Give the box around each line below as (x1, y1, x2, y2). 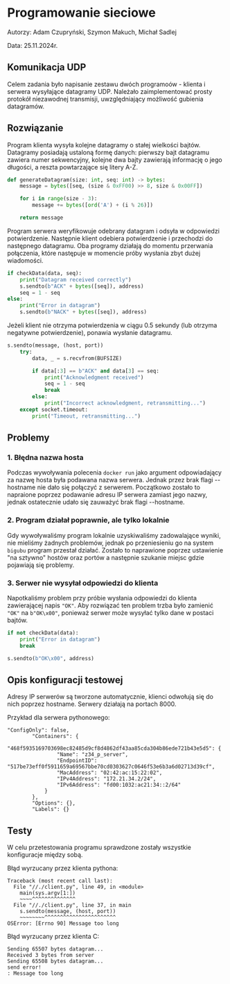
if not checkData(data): (7, 629, 79, 637)
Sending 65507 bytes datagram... (7, 946, 104, 953)
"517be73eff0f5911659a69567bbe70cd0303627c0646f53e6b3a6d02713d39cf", (7, 763, 215, 771)
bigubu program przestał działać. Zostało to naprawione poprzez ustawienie (7, 546, 224, 554)
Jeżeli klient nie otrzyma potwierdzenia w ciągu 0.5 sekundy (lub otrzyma (7, 321, 218, 329)
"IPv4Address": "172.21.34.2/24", (56, 776, 157, 782)
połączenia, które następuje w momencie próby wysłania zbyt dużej (7, 249, 201, 257)
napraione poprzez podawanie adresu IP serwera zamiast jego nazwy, (7, 491, 208, 499)
